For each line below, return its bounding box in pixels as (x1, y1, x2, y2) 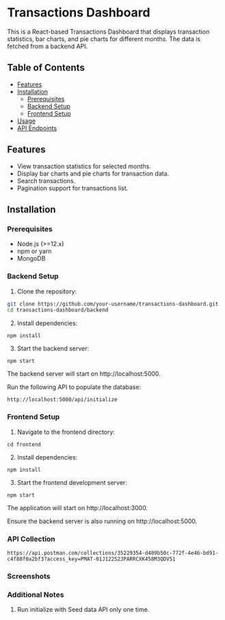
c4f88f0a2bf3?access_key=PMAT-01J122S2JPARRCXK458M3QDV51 (7, 556, 176, 562)
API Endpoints (16, 123, 57, 132)
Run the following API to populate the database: (7, 383, 142, 392)
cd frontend (7, 441, 41, 448)
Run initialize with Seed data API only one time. (16, 606, 150, 614)
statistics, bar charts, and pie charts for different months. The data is (7, 34, 201, 43)
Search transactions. (16, 176, 76, 184)
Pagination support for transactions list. (16, 184, 129, 192)
